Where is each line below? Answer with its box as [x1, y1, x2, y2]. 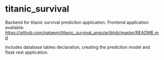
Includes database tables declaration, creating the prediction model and [5, 44, 150, 50]
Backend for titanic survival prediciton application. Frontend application [5, 19, 149, 25]
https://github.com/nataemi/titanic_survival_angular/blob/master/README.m [5, 30, 159, 35]
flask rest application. [5, 49, 49, 55]
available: [5, 24, 24, 30]
